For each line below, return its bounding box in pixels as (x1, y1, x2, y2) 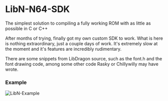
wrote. (5, 66, 19, 72)
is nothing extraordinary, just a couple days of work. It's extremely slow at (5, 40, 158, 46)
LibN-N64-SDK (5, 4, 70, 15)
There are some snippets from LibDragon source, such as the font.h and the (5, 55, 162, 61)
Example (5, 79, 27, 86)
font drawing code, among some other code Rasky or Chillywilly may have (5, 61, 159, 67)
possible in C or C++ (5, 25, 48, 31)
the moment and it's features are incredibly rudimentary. (5, 46, 122, 52)
